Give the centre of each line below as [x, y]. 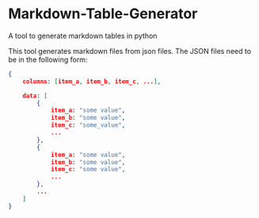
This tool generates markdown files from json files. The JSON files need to [130, 51]
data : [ [35, 96]
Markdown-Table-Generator [103, 14]
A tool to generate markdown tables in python [83, 36]
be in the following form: [48, 59]
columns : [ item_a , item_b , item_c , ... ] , [91, 81]
